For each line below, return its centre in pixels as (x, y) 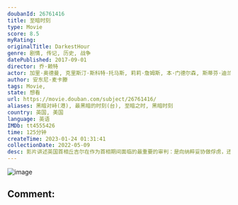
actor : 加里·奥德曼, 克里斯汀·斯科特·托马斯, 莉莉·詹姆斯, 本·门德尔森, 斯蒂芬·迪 (117, 73)
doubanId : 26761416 (36, 14)
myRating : (22, 40)
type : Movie (25, 27)
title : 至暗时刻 (29, 20)
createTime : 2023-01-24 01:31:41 (57, 139)
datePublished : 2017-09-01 (47, 60)
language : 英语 (29, 119)
